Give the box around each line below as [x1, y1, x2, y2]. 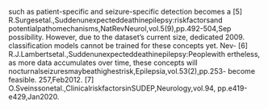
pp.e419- [217, 83, 248, 93]
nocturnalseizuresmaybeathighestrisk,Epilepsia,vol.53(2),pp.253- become [8, 67, 256, 75]
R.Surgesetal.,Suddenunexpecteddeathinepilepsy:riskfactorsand [8, 15, 224, 25]
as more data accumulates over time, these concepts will [8, 58, 198, 67]
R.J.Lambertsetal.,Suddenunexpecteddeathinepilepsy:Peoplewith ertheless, [8, 50, 261, 59]
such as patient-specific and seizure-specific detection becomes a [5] [8, 7, 243, 16]
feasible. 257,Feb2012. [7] [8, 75, 94, 84]
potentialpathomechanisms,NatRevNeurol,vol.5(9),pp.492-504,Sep [8, 24, 232, 33]
